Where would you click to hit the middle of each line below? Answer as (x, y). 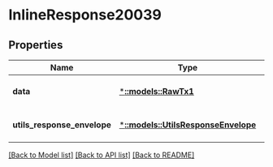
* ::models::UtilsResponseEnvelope (188, 125)
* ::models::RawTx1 (157, 91)
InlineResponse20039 (85, 15)
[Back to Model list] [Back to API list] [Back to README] (102, 155)
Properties (36, 45)
